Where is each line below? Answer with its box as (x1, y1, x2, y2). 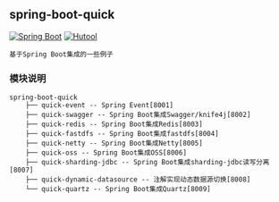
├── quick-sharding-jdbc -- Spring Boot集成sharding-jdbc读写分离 (25, 158, 270, 167)
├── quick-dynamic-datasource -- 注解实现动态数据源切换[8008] (25, 175, 251, 184)
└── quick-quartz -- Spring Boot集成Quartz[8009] (25, 185, 212, 194)
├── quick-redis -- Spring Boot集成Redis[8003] (25, 120, 203, 129)
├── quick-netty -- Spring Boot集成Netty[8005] (25, 139, 203, 148)
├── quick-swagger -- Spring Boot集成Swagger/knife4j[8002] (25, 111, 251, 120)
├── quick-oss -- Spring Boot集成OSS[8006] (25, 148, 188, 157)
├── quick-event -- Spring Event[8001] (25, 101, 174, 110)
